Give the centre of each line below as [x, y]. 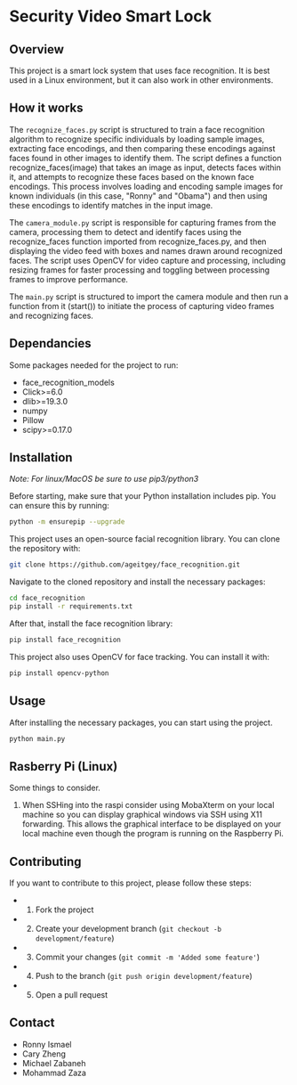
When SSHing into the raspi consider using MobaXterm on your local [148, 805]
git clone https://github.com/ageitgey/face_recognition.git [125, 565]
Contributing [45, 861]
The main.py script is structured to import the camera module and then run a [149, 297]
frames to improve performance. [69, 279]
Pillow [33, 420]
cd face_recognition [48, 599]
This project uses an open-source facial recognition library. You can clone [144, 539]
